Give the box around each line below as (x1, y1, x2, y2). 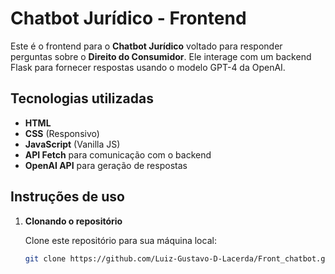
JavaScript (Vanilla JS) (24, 138, 121, 150)
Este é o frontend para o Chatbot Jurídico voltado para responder (10, 40, 283, 52)
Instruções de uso (10, 188, 125, 206)
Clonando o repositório (24, 215, 123, 227)
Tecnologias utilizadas (10, 90, 154, 107)
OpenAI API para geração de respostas (24, 159, 188, 171)
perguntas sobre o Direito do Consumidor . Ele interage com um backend (10, 50, 312, 62)
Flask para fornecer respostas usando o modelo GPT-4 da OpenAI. (10, 61, 286, 73)
